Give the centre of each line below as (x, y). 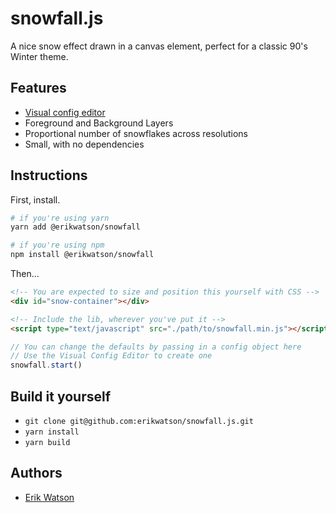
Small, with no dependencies (84, 144)
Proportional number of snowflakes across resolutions (136, 133)
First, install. (35, 199)
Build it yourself (61, 396)
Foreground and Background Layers (99, 123)
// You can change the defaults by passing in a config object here (156, 347)
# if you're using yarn (60, 218)
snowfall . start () (46, 365)
